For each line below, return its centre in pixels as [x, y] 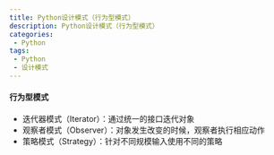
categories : [31, 34]
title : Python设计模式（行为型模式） [72, 17]
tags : [19, 51]
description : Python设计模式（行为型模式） [84, 26]
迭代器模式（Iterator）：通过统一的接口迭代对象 [108, 119]
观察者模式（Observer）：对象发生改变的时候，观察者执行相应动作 [144, 130]
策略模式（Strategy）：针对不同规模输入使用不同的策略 [122, 142]
